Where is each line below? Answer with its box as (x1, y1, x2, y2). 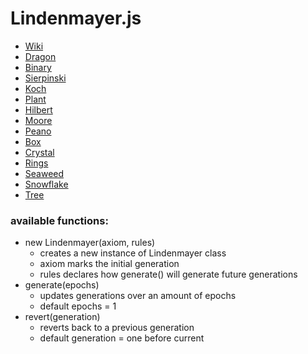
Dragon (24, 50, 57, 62)
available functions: (10, 213, 109, 227)
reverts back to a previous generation (39, 322, 195, 334)
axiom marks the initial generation (39, 258, 180, 270)
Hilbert (24, 103, 53, 116)
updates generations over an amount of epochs (39, 290, 237, 302)
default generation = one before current (39, 332, 205, 344)
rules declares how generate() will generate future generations (39, 268, 298, 281)
